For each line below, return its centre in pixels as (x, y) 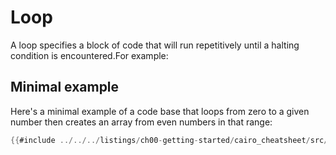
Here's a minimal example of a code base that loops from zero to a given (160, 111)
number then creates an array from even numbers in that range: (141, 122)
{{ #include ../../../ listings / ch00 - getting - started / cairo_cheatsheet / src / (169, 140)
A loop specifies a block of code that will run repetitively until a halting (155, 45)
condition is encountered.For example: (89, 55)
